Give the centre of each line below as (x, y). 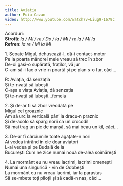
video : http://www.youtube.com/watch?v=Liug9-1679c (60, 19)
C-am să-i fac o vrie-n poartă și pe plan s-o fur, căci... (61, 70)
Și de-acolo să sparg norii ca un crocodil (47, 122)
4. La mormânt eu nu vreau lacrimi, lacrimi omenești (59, 162)
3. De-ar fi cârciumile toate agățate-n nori (48, 137)
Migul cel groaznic (24, 111)
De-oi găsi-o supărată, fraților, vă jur (43, 65)
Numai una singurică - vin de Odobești (45, 168)
